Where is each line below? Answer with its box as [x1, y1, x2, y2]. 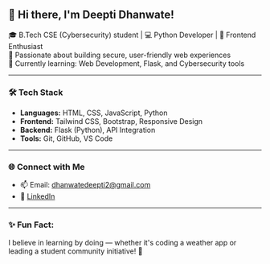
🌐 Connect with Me [8, 162, 86, 173]
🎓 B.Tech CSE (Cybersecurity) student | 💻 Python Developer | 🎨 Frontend [8, 30, 256, 39]
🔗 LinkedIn [19, 192, 55, 201]
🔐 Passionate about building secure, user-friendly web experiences [8, 50, 231, 60]
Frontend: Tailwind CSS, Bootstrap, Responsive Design [19, 117, 203, 126]
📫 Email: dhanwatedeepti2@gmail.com [19, 180, 151, 190]
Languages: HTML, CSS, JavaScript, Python [19, 108, 168, 118]
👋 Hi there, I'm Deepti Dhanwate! [8, 8, 174, 22]
